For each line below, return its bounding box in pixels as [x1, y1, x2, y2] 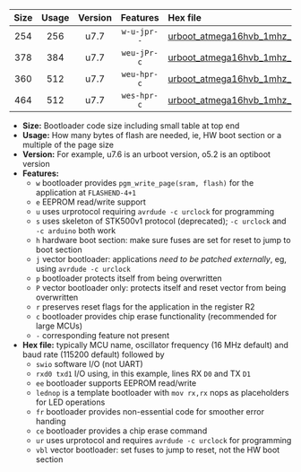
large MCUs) [35, 320, 83, 331]
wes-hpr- [121, 91, 159, 101]
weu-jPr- [121, 48, 159, 57]
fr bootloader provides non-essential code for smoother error [35, 406, 264, 416]
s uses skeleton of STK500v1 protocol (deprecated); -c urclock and [35, 215, 287, 226]
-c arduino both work [35, 225, 116, 236]
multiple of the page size [21, 139, 115, 150]
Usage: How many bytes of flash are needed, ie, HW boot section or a [21, 130, 282, 140]
